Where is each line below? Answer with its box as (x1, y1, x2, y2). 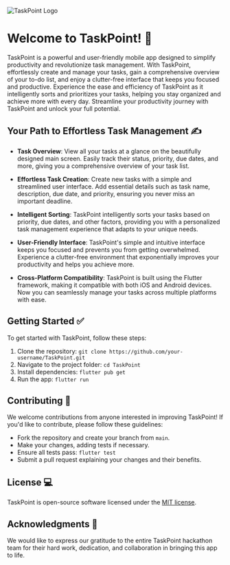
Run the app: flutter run (16, 375, 89, 383)
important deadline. (16, 197, 73, 205)
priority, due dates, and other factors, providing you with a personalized (16, 217, 220, 226)
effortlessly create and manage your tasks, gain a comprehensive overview (7, 67, 220, 76)
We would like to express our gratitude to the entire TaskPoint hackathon (7, 537, 213, 544)
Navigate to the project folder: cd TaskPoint (16, 360, 141, 368)
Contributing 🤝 (7, 394, 71, 406)
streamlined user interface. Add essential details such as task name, (16, 182, 211, 191)
